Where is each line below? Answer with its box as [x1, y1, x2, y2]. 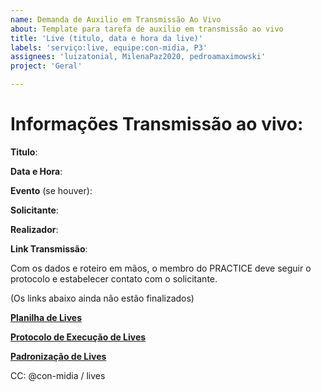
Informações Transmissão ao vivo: [10, 113, 304, 136]
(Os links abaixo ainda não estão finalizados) [10, 292, 195, 304]
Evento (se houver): [10, 184, 93, 196]
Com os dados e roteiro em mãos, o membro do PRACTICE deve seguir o [10, 262, 312, 274]
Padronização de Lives [10, 350, 107, 362]
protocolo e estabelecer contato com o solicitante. [10, 272, 218, 285]
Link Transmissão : [10, 242, 88, 255]
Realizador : [10, 223, 59, 235]
